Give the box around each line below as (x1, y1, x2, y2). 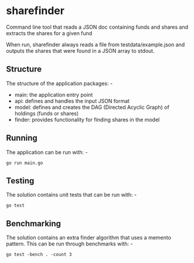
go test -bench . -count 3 (6, 252, 72, 258)
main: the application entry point (14, 91, 93, 98)
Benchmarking (6, 218, 62, 228)
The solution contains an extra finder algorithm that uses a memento (6, 234, 172, 241)
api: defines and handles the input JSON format (14, 97, 130, 104)
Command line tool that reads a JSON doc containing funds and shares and (6, 23, 189, 30)
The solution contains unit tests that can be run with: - (6, 192, 137, 199)
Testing (6, 176, 35, 186)
